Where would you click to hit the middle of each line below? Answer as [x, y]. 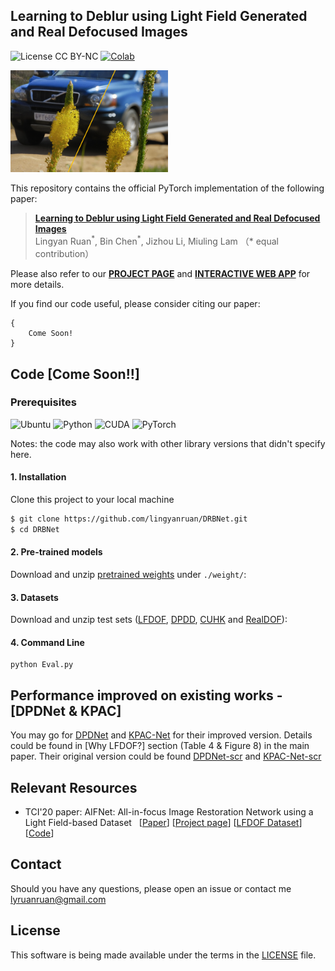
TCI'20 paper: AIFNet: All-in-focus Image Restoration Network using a [169, 811]
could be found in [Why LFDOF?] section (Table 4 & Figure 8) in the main [160, 746]
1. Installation [38, 477]
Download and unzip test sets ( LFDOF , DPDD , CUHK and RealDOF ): [149, 620]
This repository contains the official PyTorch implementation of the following [167, 188]
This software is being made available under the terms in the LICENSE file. [163, 955]
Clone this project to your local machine [92, 499]
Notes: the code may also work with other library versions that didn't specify [168, 443]
